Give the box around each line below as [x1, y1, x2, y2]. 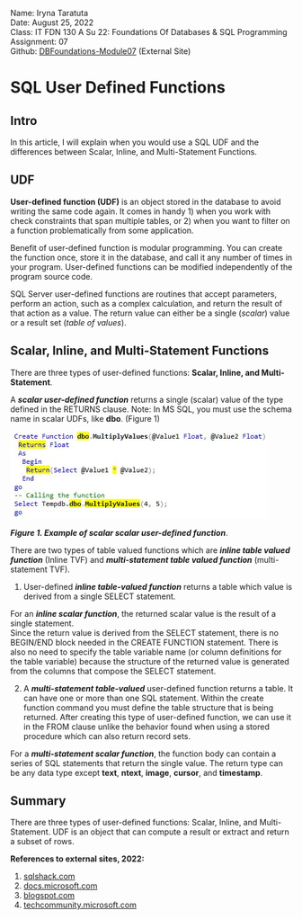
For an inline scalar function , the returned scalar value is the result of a [10, 608, 277, 619]
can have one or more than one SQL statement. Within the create [22, 692, 264, 703]
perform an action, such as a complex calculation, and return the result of [10, 298, 282, 308]
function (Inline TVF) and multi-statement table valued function [10, 554, 253, 565]
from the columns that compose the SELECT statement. [10, 665, 217, 676]
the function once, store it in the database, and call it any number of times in [10, 252, 293, 263]
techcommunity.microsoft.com [22, 899, 138, 911]
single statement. [10, 618, 75, 629]
